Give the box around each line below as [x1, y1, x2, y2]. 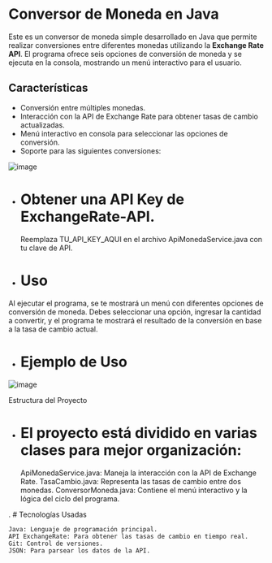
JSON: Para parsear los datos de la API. [8, 546, 151, 555]
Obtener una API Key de [19, 190, 185, 208]
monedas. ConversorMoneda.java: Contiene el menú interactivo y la [19, 485, 248, 495]
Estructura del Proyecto [8, 395, 88, 405]
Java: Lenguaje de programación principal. [8, 525, 158, 533]
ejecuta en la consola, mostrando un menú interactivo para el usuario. [8, 58, 242, 67]
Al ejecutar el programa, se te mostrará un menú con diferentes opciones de [8, 298, 264, 308]
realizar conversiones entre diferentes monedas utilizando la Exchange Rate [8, 40, 264, 50]
